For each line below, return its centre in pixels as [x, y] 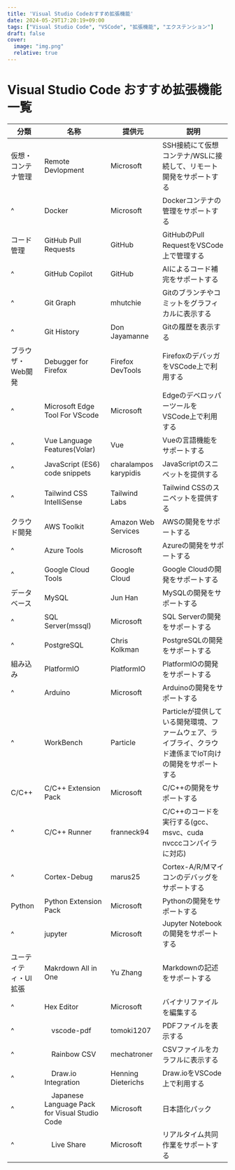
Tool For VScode [72, 415]
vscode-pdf [71, 1030]
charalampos [132, 464]
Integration [62, 1082]
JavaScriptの [183, 464]
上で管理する [183, 256]
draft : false [26, 33]
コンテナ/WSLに [188, 155]
